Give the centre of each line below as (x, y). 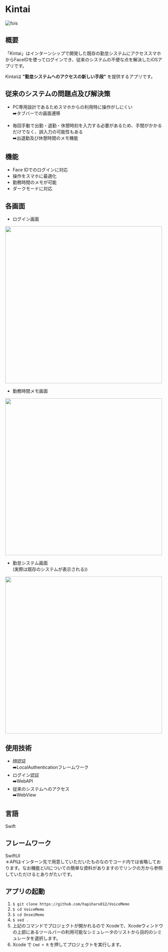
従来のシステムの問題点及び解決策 (58, 94)
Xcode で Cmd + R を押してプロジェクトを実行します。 (68, 944)
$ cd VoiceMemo (28, 910)
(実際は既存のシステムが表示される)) (50, 569)
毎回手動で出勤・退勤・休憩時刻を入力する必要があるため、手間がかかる (87, 125)
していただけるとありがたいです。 (40, 874)
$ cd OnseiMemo (28, 915)
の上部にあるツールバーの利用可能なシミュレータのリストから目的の (83, 932)
